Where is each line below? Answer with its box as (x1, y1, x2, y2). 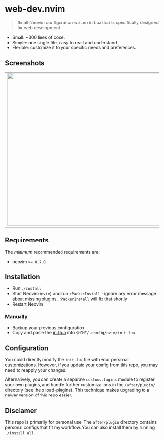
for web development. (17, 24, 61, 30)
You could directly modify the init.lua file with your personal (5, 357, 129, 363)
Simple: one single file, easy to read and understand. (12, 39, 119, 45)
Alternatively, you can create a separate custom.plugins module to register (5, 376, 155, 382)
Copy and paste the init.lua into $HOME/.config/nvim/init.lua (12, 330, 135, 335)
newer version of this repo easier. (5, 392, 72, 398)
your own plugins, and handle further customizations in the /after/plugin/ (5, 382, 155, 388)
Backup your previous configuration (12, 324, 84, 330)
